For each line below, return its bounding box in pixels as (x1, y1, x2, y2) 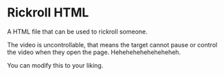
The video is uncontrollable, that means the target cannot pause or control (7, 40, 218, 49)
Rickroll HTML (7, 5, 89, 21)
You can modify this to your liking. (7, 61, 104, 69)
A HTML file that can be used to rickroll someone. (7, 27, 148, 36)
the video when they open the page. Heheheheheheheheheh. (7, 48, 181, 56)
